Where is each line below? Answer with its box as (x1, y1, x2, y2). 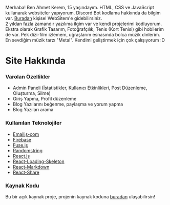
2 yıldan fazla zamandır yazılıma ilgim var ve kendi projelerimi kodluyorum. (5, 20, 162, 27)
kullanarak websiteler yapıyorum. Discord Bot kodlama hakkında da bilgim (5, 10, 161, 16)
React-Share (12, 169, 39, 175)
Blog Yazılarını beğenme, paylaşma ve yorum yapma (12, 101, 123, 107)
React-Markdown (12, 163, 50, 170)
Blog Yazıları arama (12, 107, 54, 113)
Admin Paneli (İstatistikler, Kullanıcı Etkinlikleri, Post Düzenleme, (12, 85, 147, 91)
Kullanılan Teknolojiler (5, 119, 62, 127)
